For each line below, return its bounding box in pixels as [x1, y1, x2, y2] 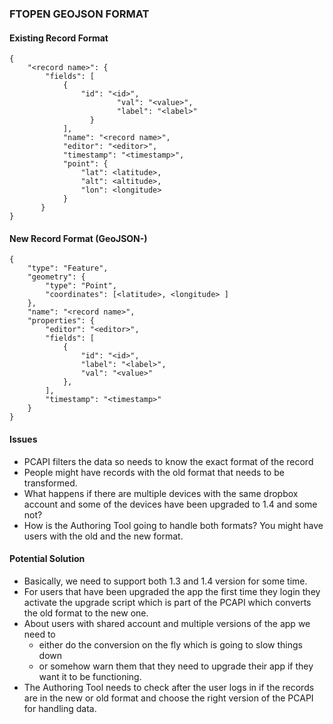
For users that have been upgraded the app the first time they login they [23, 585, 321, 597]
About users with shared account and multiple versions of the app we [23, 617, 311, 629]
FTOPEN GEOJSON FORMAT [9, 7, 150, 21]
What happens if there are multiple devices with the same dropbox [23, 487, 299, 499]
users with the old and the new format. [23, 530, 184, 542]
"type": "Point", [45, 281, 117, 291]
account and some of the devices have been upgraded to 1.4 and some [23, 498, 318, 510]
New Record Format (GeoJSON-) [9, 232, 148, 244]
